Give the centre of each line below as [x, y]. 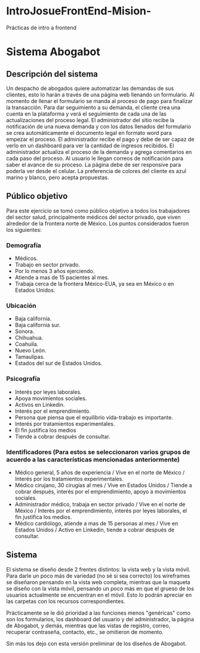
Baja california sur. [38, 325]
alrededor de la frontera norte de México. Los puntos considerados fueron [98, 223]
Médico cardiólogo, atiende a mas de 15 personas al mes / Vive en [96, 523]
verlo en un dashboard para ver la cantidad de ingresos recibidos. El [90, 146]
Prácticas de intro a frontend [41, 28]
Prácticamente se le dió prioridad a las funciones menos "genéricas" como [99, 613]
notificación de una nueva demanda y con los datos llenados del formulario [99, 126]
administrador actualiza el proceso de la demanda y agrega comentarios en [99, 152]
